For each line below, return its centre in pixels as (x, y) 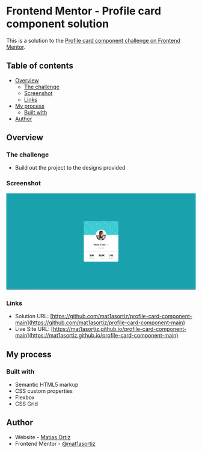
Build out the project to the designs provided (70, 168)
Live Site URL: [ (34, 329)
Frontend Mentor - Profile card (84, 11)
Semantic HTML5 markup (47, 384)
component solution (58, 24)
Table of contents (40, 66)
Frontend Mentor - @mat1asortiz (55, 443)
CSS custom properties (44, 391)
